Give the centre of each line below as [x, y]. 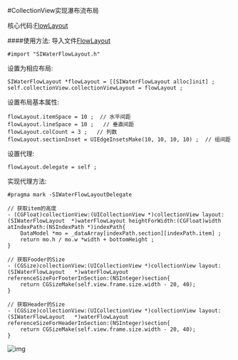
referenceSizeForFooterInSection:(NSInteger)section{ [89, 278]
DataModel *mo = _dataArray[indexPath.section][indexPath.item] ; [121, 233]
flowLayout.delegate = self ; [52, 167]
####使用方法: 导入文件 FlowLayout [59, 41]
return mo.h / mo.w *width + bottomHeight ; [87, 240]
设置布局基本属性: [33, 102]
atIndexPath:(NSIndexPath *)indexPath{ [67, 227]
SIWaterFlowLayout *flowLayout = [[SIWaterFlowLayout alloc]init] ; [111, 82]
